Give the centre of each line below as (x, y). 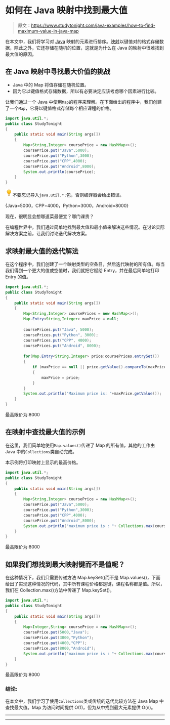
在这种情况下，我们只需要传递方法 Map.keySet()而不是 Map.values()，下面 (83, 578)
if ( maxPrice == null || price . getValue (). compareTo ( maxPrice (99, 367)
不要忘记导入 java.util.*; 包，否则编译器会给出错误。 (68, 195)
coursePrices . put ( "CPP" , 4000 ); (58, 340)
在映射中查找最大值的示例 (45, 432)
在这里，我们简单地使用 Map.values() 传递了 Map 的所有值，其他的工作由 (80, 445)
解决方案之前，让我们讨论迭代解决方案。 (47, 234)
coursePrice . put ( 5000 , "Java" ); (56, 632)
